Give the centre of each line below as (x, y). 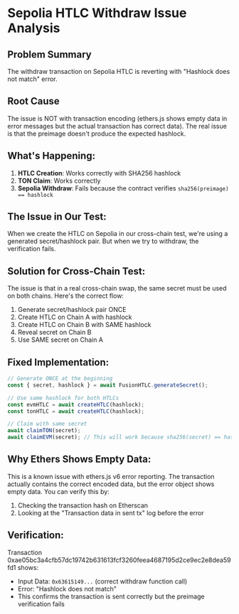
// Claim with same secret (47, 424)
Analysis (34, 28)
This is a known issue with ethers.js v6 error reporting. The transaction (111, 476)
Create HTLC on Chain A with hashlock (75, 317)
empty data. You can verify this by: (59, 491)
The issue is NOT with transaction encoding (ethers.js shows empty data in (117, 118)
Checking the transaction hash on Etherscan (83, 505)
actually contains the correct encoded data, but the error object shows (111, 484)
